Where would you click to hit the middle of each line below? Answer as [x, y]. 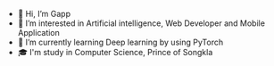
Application [39, 33]
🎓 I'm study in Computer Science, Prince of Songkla [115, 52]
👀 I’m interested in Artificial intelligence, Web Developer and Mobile [141, 23]
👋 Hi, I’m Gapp [44, 14]
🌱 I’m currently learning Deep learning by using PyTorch [120, 42]
